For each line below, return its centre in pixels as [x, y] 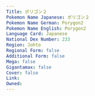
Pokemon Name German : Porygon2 [45, 23]
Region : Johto [24, 45]
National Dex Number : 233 [38, 39]
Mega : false [21, 61]
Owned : [14, 84]
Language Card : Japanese [37, 34]
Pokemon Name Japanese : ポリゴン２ [48, 17]
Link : [13, 78]
